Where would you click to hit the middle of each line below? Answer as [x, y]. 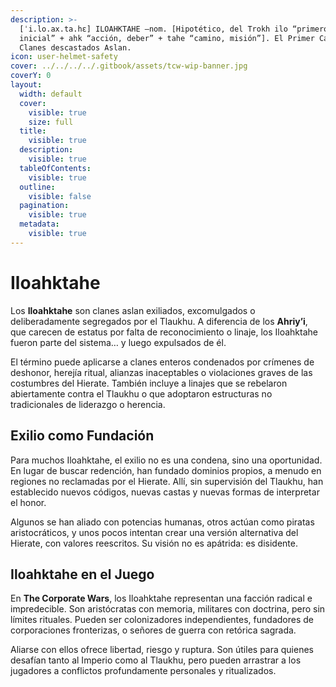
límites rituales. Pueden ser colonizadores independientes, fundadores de [162, 620]
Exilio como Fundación [82, 436]
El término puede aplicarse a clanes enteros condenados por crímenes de [162, 362]
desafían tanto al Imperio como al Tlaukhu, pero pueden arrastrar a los [156, 660]
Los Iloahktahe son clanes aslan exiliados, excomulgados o [133, 310]
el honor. [28, 502]
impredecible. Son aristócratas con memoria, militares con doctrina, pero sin [168, 609]
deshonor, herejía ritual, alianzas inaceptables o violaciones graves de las [161, 372]
